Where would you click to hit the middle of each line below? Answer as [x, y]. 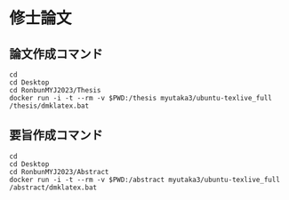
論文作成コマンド [56, 54]
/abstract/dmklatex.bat [53, 188]
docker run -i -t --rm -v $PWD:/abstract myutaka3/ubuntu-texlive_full [144, 180]
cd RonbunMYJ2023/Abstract [59, 172]
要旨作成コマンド [56, 136]
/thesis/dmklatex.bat [49, 106]
